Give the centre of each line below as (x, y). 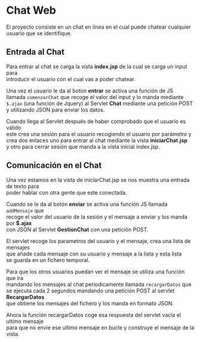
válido (14, 127)
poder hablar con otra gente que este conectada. (67, 192)
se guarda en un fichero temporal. (48, 260)
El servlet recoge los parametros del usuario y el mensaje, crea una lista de (99, 241)
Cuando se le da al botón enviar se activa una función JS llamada (87, 204)
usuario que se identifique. (39, 33)
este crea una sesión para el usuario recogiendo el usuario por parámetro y (99, 134)
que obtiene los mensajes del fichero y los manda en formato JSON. (90, 303)
